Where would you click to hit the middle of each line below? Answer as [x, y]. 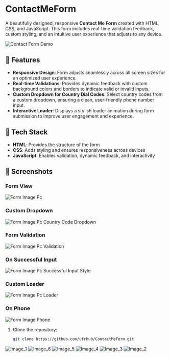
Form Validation [25, 235]
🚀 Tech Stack [27, 132]
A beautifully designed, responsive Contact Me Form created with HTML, [82, 23]
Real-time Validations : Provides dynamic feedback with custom [80, 83]
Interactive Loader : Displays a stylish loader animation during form [83, 110]
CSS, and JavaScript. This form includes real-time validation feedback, [80, 28]
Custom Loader [25, 284]
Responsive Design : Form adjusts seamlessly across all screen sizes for [89, 72]
